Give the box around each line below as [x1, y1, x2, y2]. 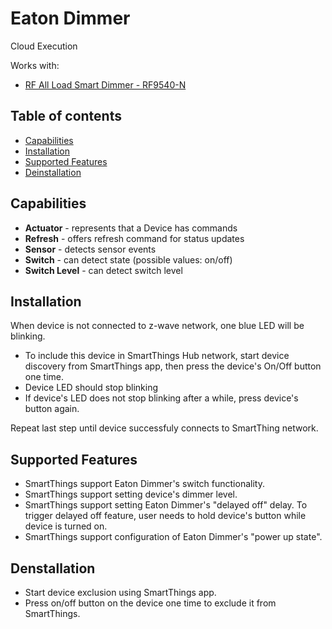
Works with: [10, 59, 60, 71]
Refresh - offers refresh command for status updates [24, 232, 245, 244]
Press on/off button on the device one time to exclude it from [24, 597, 277, 609]
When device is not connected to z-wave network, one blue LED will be [10, 320, 305, 332]
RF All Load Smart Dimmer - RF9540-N [24, 78, 187, 91]
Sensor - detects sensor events [24, 243, 157, 255]
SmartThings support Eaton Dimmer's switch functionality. [24, 478, 265, 490]
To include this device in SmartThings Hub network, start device [24, 350, 290, 362]
